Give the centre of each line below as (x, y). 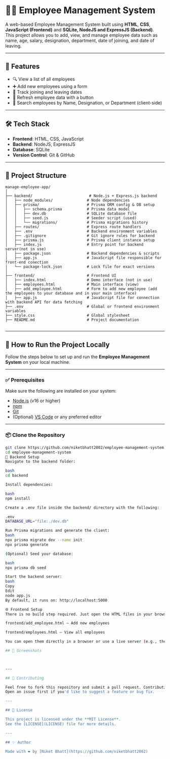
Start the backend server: (34, 577)
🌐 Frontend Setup (24, 609)
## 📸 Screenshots (24, 651)
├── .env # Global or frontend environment (82, 307)
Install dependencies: (29, 485)
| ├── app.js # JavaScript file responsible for (83, 258)
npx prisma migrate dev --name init (44, 540)
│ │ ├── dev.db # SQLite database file (71, 214)
